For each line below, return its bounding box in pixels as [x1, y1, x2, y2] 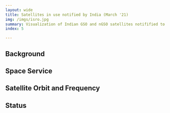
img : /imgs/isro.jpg [5, 17, 49, 22]
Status [5, 101, 27, 109]
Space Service [5, 66, 52, 75]
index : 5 [5, 26, 24, 31]
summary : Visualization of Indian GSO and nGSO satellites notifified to [5, 21, 165, 27]
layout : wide [5, 7, 33, 13]
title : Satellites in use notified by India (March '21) [5, 12, 129, 17]
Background [5, 49, 45, 58]
